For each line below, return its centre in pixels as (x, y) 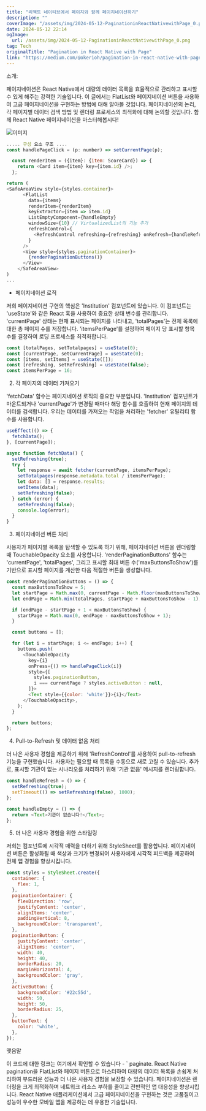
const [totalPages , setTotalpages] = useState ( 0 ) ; (72, 348)
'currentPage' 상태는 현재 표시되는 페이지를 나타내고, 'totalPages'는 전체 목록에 (102, 321)
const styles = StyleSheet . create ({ (53, 873)
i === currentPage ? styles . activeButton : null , (98, 683)
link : (13, 58)
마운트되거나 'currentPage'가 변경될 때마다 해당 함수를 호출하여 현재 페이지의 (99, 404)
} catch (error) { (36, 499)
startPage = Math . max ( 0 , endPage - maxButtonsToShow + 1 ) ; (94, 616)
